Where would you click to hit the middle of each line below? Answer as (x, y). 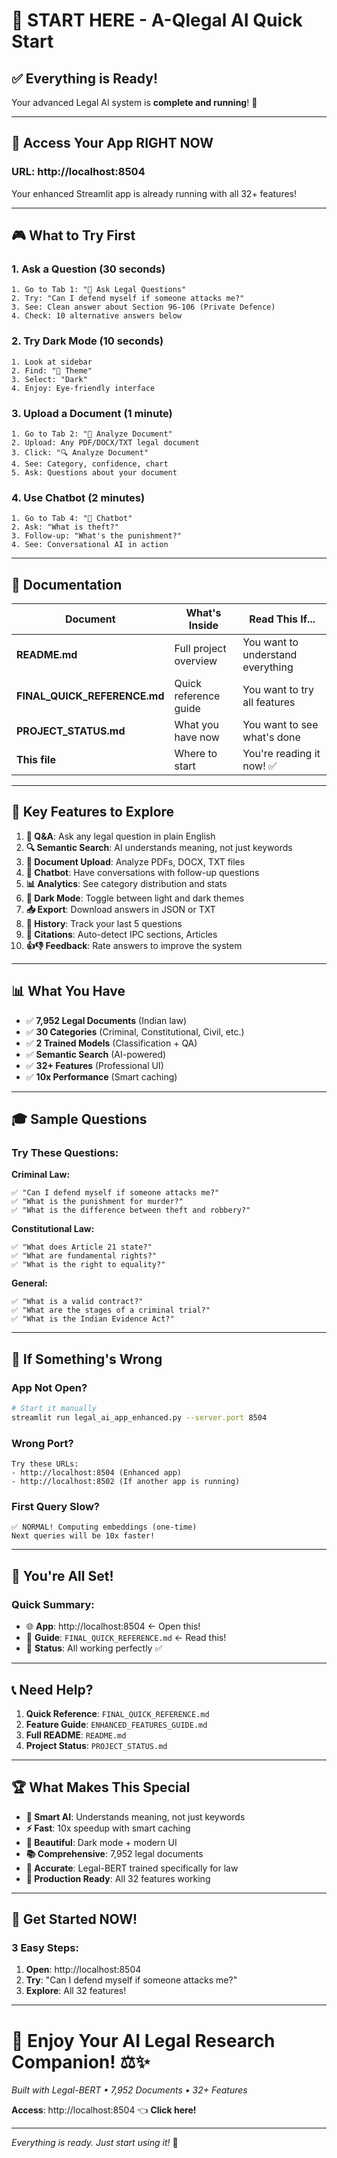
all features (269, 702)
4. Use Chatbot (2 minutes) (78, 497)
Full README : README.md (76, 1735)
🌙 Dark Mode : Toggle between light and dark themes (135, 898)
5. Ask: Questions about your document (94, 472)
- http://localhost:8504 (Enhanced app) (97, 1473)
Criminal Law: (41, 1175)
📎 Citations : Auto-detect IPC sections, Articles (121, 934)
